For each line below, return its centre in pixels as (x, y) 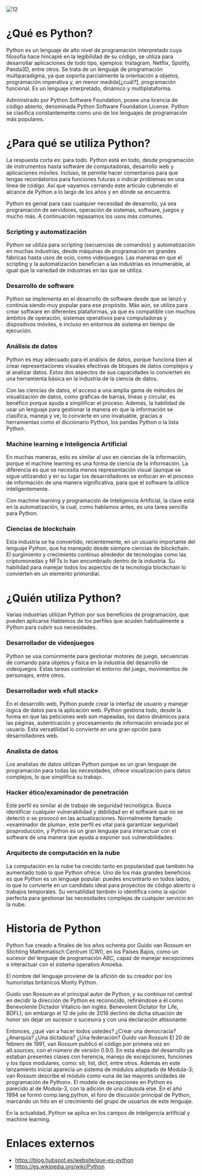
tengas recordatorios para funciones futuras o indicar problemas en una (95, 179)
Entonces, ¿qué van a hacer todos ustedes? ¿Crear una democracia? (91, 1031)
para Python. (22, 514)
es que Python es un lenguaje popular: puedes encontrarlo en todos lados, (98, 878)
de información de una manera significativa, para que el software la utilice (98, 482)
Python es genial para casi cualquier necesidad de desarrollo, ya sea (91, 203)
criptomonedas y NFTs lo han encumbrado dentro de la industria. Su (91, 561)
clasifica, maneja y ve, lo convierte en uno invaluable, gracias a (84, 415)
